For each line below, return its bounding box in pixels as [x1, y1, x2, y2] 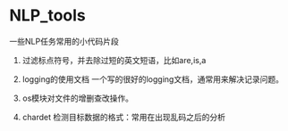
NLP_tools [9, 5, 87, 26]
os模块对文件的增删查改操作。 [21, 93, 134, 103]
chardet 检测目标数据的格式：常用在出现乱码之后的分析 [21, 111, 226, 122]
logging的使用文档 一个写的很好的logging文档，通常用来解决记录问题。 [21, 73, 284, 85]
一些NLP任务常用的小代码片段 [9, 36, 119, 46]
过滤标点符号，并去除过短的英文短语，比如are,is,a [21, 54, 207, 65]
